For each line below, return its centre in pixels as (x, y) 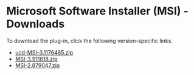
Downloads (36, 24)
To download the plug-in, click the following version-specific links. (90, 41)
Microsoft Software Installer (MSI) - (97, 11)
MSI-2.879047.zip (37, 65)
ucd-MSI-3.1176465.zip (44, 52)
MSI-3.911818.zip (36, 59)
